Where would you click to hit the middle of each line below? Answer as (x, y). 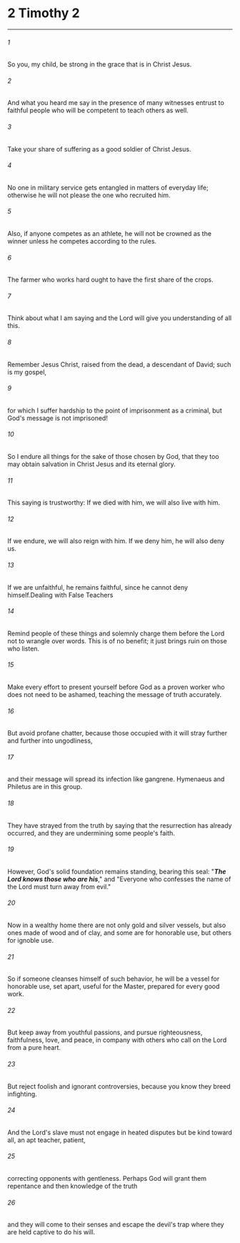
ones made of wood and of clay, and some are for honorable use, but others (120, 933)
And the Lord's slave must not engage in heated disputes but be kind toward (120, 1132)
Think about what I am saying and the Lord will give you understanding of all (120, 318)
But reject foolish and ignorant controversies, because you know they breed (119, 1086)
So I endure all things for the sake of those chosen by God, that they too (113, 456)
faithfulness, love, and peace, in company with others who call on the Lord (117, 1040)
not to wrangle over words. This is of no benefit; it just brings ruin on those (117, 640)
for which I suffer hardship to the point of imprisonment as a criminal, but (115, 410)
